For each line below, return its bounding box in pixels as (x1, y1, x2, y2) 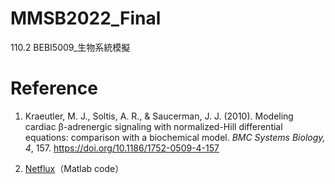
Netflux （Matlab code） (24, 162, 125, 174)
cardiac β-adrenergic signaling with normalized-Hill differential (24, 120, 283, 132)
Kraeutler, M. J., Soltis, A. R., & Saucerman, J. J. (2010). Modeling (24, 110, 294, 122)
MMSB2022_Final (10, 7, 162, 30)
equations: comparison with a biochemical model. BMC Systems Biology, (24, 131, 326, 143)
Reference (10, 77, 98, 100)
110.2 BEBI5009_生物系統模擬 (10, 41, 131, 53)
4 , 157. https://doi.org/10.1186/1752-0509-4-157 (24, 142, 220, 154)
